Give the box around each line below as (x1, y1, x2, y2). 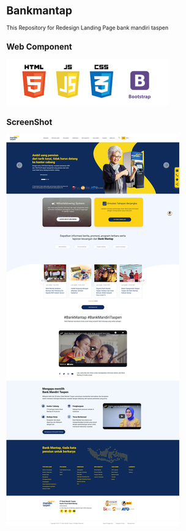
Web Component (6, 42, 72, 52)
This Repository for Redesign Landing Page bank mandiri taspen (6, 24, 169, 31)
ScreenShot (6, 117, 53, 127)
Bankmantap (6, 4, 72, 18)
